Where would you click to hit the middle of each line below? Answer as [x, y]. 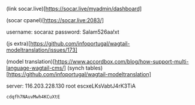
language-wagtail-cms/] [36, 68]
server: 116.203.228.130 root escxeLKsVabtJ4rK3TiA [71, 86]
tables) [94, 68]
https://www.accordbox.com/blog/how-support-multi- [122, 61]
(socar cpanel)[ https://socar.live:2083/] [55, 20]
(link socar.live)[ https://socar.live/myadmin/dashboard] [74, 9]
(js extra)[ [18, 43]
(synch [76, 68]
